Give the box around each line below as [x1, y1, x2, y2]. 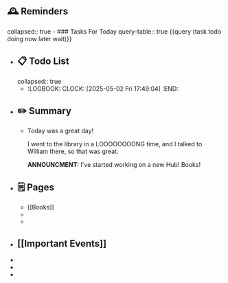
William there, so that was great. [27, 147, 119, 156]
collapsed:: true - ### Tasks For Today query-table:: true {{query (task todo [7, 27, 222, 36]
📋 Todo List [16, 56, 70, 67]
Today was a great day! [27, 126, 94, 135]
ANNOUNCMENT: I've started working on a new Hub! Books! [27, 161, 201, 169]
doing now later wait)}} [7, 34, 72, 43]
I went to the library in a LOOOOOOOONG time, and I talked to [27, 140, 203, 148]
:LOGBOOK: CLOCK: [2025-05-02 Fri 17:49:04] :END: [27, 84, 179, 93]
